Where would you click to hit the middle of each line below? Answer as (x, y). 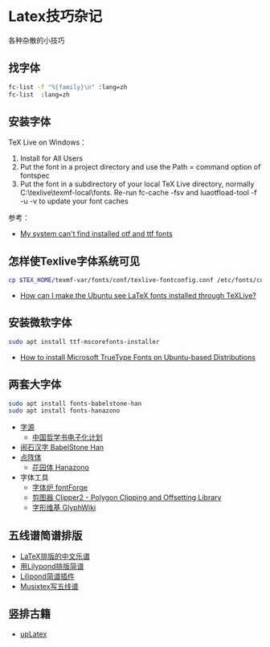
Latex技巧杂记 (55, 16)
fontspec (35, 176)
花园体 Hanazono (61, 468)
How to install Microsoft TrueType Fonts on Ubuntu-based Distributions (137, 357)
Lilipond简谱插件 (47, 576)
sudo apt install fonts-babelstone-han (75, 403)
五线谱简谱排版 (45, 535)
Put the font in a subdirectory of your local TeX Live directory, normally (137, 184)
